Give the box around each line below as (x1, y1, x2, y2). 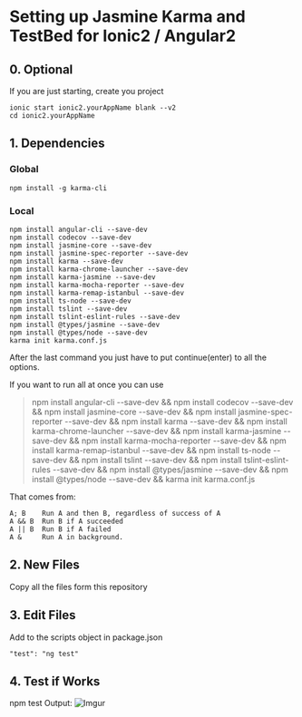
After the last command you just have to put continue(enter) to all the (9, 352, 268, 363)
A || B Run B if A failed (9, 524, 112, 534)
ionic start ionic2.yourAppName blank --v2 (9, 103, 177, 112)
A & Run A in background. (9, 532, 124, 541)
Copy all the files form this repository (9, 581, 148, 592)
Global (9, 163, 39, 176)
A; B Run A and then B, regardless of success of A (9, 509, 221, 518)
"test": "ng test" (9, 649, 79, 658)
